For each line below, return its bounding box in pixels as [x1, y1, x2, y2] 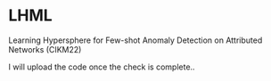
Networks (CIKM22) [8, 44, 82, 54]
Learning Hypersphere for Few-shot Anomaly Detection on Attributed [8, 35, 263, 45]
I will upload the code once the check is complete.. [8, 61, 195, 72]
